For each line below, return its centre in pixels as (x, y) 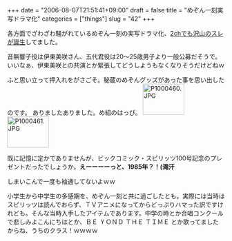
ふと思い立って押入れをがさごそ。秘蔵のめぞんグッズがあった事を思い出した (116, 80)
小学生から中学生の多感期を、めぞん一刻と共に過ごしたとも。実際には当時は (116, 196)
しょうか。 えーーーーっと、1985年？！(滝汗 (112, 167)
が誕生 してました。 (34, 42)
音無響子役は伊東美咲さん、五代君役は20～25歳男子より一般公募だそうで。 (114, 56)
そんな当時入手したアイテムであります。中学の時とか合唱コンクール (127, 213)
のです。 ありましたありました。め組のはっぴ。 (74, 113)
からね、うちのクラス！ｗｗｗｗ (52, 230)
